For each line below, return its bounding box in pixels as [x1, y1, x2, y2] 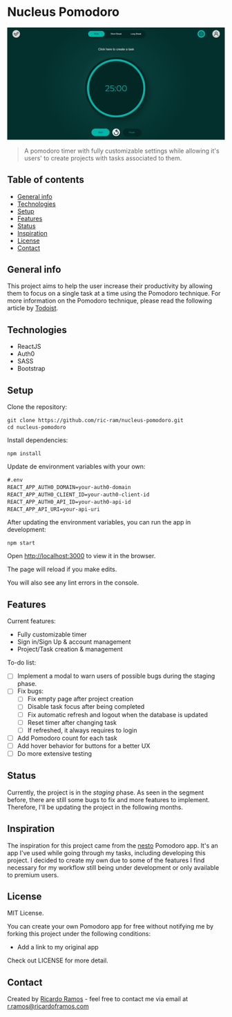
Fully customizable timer [17, 630, 88, 639]
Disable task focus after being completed [27, 703, 145, 711]
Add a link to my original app [17, 943, 99, 951]
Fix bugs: [17, 687, 43, 695]
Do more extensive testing [17, 749, 92, 757]
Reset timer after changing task [27, 718, 117, 726]
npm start [7, 540, 36, 546]
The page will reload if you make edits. [7, 565, 117, 573]
